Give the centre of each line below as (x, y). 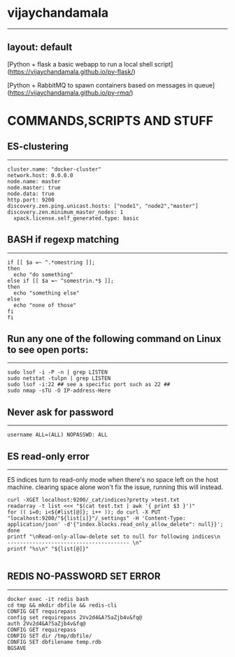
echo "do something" (43, 274)
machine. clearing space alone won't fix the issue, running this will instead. (115, 487)
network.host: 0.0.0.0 (40, 175)
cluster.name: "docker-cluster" (54, 169)
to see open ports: (48, 349)
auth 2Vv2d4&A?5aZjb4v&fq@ (47, 623)
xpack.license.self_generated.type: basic (76, 218)
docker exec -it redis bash (48, 599)
